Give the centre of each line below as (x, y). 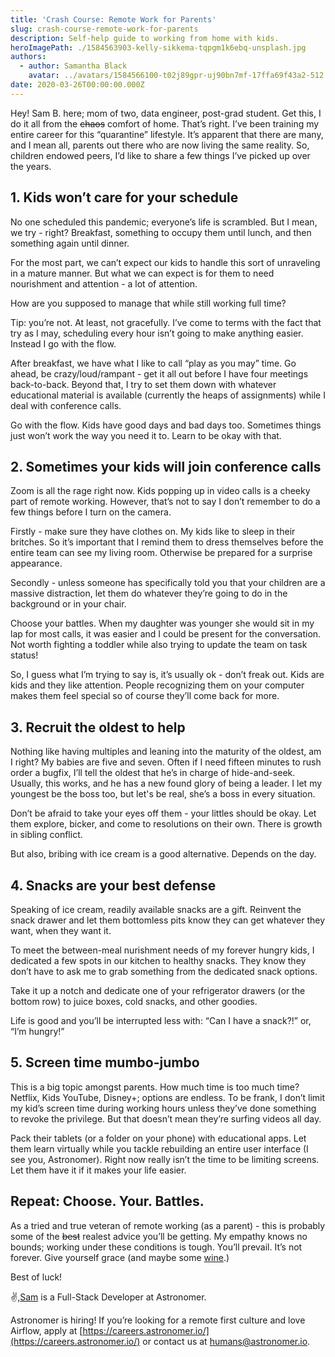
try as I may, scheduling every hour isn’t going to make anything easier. (157, 333)
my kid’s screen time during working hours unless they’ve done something (163, 1108)
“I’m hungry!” (37, 1031)
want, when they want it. (61, 930)
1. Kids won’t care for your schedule (124, 197)
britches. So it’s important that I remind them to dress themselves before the (167, 542)
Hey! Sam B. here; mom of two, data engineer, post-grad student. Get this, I (166, 113)
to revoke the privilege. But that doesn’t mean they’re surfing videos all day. (166, 1118)
